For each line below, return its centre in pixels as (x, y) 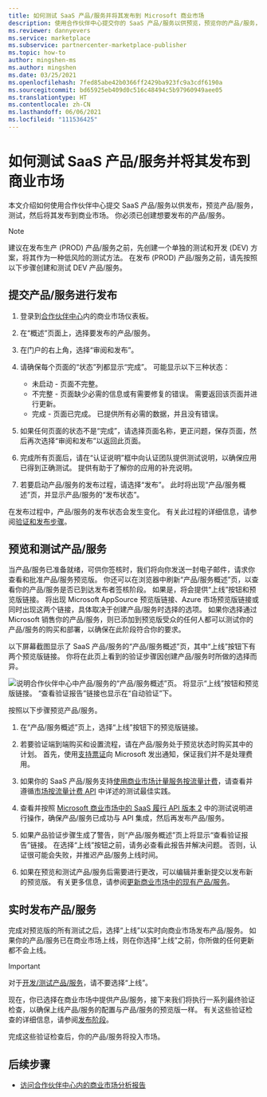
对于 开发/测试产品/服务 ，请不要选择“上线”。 (80, 983)
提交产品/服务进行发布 (63, 295)
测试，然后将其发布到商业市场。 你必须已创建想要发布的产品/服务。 (119, 215)
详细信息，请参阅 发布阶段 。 (67, 1020)
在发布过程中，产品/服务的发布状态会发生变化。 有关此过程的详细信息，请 (129, 511)
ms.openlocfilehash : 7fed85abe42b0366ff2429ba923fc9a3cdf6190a (116, 82)
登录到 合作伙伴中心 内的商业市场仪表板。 (86, 315)
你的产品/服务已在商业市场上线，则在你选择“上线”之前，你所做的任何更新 (135, 941)
